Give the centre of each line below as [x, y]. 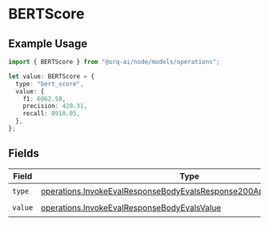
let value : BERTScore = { [51, 76]
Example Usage [48, 44]
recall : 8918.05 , [52, 114]
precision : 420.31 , [55, 106]
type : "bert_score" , [50, 84]
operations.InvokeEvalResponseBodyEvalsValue [131, 208]
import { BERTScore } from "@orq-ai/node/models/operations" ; [114, 62]
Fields [24, 153]
